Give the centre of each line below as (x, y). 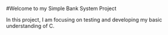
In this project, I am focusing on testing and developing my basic (84, 20)
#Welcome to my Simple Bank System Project (61, 8)
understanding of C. (30, 26)
